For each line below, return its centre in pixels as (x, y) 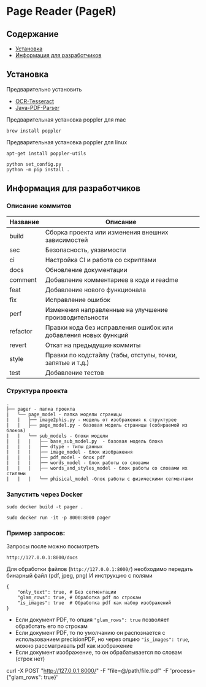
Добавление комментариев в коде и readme (112, 279)
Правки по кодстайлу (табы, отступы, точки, (111, 355)
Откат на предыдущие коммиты (93, 345)
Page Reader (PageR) (61, 11)
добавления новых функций (87, 335)
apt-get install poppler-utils (46, 153)
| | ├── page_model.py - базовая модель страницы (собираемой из (97, 425)
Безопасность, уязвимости (86, 250)
